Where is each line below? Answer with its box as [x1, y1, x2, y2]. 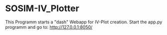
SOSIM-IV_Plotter [5, 3, 80, 14]
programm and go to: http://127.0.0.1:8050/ [5, 24, 93, 30]
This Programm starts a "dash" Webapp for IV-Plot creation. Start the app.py [5, 19, 163, 25]
